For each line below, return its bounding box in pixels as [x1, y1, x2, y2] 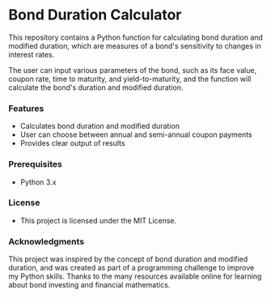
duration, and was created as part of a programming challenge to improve [8, 263, 255, 273]
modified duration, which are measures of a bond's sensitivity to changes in [8, 40, 261, 50]
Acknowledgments [8, 236, 85, 247]
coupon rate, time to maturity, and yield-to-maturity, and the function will [8, 74, 252, 83]
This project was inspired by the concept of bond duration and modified [8, 254, 248, 264]
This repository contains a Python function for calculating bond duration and [8, 32, 263, 42]
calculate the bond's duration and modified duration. [8, 83, 184, 92]
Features [8, 103, 44, 114]
